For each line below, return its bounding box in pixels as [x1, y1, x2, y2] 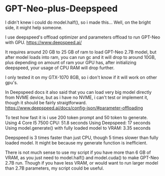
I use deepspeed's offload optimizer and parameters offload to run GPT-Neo [5, 34, 161, 40]
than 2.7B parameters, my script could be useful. [5, 165, 104, 171]
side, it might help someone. [5, 24, 63, 30]
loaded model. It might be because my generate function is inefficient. [5, 139, 148, 146]
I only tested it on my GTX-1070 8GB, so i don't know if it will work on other [5, 74, 158, 80]
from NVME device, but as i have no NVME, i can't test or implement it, [5, 94, 149, 100]
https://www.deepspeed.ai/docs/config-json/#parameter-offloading [5, 105, 143, 111]
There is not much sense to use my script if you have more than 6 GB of [5, 149, 151, 155]
